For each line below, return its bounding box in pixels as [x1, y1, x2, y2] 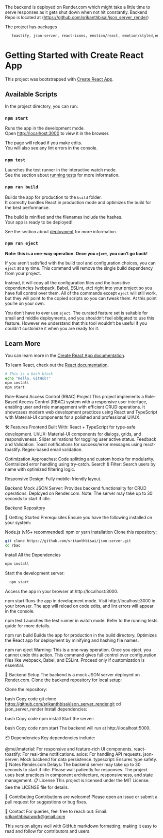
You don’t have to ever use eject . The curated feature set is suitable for [5, 310, 148, 316]
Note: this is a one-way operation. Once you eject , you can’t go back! [5, 250, 148, 256]
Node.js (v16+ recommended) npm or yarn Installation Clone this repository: [5, 529, 157, 535]
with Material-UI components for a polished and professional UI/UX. [5, 414, 141, 420]
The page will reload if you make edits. [5, 140, 82, 146]
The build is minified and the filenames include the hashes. [5, 214, 123, 220]
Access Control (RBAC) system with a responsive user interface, [18, 399, 147, 405]
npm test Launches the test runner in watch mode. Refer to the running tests [5, 617, 158, 623]
